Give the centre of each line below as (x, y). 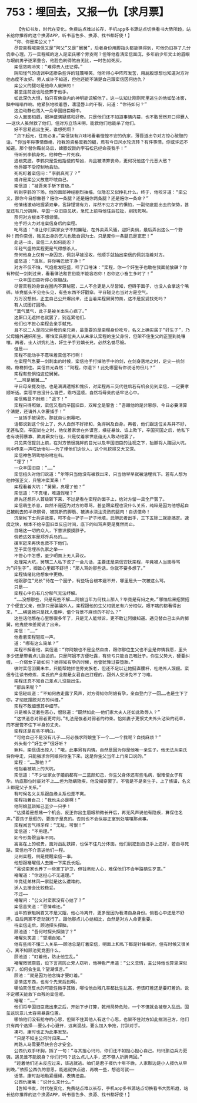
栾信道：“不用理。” (33, 831)
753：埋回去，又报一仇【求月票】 (88, 12)
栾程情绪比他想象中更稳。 (40, 575)
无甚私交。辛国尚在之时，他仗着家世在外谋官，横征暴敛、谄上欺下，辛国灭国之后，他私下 (98, 430)
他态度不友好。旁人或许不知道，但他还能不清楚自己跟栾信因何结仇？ (76, 79)
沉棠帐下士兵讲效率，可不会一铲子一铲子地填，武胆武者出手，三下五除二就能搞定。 (99, 518)
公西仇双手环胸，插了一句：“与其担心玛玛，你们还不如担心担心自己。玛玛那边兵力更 (101, 1051)
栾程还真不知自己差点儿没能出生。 (49, 681)
